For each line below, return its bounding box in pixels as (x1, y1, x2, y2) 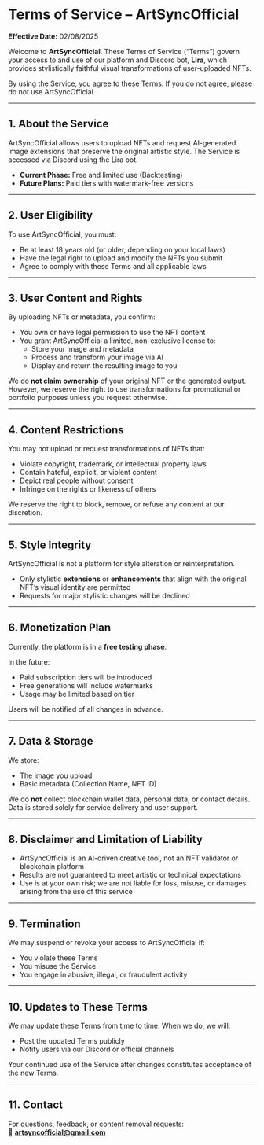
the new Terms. (8, 1068, 59, 1078)
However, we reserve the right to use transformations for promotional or (8, 385, 241, 394)
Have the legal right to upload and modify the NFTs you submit (19, 253, 222, 263)
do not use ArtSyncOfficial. (8, 87, 96, 96)
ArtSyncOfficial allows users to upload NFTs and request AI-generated (8, 138, 236, 147)
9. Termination (8, 917, 81, 930)
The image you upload (19, 771, 93, 780)
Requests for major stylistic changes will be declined (19, 591, 190, 600)
